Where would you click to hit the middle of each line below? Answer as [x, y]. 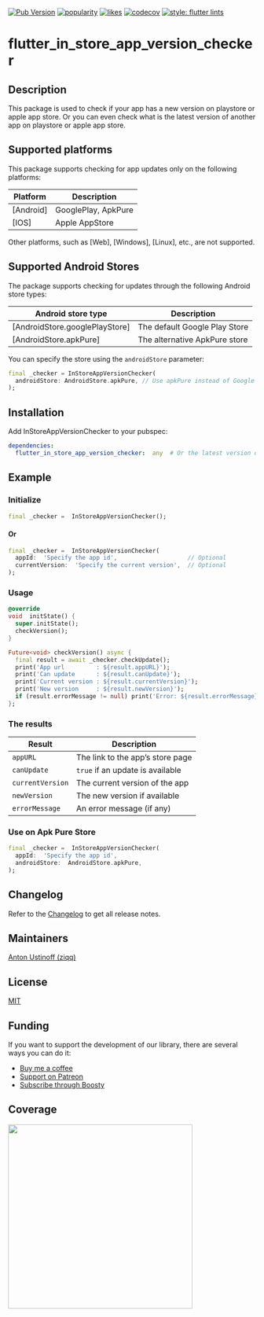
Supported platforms [60, 150]
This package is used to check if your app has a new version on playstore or [132, 109]
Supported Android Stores [74, 267]
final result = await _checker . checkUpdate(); [93, 660]
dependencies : [31, 446]
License [28, 982]
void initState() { [42, 616]
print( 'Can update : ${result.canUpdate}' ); [98, 675]
